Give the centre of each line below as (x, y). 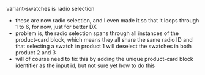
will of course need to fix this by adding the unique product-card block (104, 59)
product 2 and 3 (35, 53)
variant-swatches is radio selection (50, 9)
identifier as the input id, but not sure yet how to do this (85, 65)
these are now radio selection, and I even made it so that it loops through (107, 20)
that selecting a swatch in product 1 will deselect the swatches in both (103, 46)
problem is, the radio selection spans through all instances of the (97, 33)
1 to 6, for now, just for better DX (56, 27)
